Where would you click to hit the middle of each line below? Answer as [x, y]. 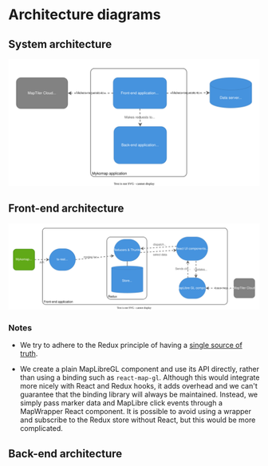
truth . [29, 353]
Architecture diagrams [85, 15]
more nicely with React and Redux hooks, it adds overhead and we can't [138, 386]
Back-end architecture [65, 454]
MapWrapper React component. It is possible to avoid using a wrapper [136, 412]
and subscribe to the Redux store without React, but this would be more [138, 420]
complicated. [41, 428]
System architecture [60, 44]
